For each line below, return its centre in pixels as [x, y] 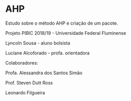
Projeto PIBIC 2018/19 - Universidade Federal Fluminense [66, 33]
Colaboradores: [22, 63]
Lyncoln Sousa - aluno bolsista [38, 43]
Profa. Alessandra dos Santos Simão [44, 73]
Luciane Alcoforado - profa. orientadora [48, 53]
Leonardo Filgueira [25, 92]
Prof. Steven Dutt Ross [29, 83]
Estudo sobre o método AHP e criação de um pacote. [62, 23]
